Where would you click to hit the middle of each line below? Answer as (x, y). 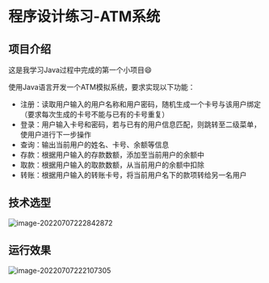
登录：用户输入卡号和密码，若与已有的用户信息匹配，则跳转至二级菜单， (140, 125)
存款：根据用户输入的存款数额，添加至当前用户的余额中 (112, 155)
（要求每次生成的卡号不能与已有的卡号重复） (95, 114)
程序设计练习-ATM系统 (84, 17)
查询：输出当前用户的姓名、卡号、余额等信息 (95, 145)
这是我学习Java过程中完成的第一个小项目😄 (80, 70)
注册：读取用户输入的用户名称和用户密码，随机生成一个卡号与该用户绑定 (140, 104)
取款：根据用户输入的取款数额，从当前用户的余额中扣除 (112, 165)
